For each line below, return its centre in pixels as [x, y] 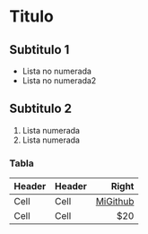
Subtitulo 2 [40, 109]
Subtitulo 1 [39, 50]
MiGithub [115, 202]
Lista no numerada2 [59, 81]
